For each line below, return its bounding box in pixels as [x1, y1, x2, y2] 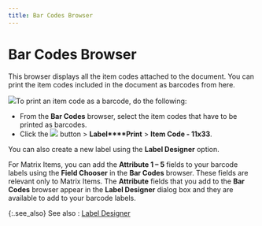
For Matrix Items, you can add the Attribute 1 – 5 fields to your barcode [8, 159, 238, 169]
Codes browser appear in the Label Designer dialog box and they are [8, 184, 234, 194]
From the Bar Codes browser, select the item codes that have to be [19, 111, 238, 120]
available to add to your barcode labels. [8, 193, 136, 202]
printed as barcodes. [19, 120, 87, 129]
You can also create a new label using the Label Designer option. [8, 144, 220, 154]
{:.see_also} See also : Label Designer [8, 208, 131, 217]
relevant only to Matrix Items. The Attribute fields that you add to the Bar [8, 176, 245, 186]
